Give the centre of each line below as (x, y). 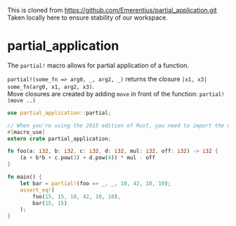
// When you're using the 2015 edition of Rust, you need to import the (116, 126)
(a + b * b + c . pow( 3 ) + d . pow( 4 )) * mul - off (88, 158)
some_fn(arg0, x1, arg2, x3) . (51, 86)
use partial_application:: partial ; (59, 113)
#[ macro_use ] (26, 132)
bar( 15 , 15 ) (50, 203)
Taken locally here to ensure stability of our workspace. (88, 18)
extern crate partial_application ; (59, 139)
